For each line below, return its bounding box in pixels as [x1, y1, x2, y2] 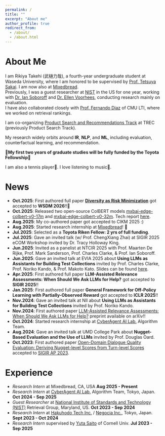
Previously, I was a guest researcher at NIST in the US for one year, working [5, 89, 160, 95]
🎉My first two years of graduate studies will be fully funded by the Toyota [5, 149, 159, 155]
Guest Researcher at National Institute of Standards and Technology [12, 399, 151, 405]
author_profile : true [5, 21, 50, 26]
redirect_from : [5, 26, 37, 31]
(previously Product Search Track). [5, 124, 77, 131]
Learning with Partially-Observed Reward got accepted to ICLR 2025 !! [12, 292, 158, 298]
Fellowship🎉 [5, 154, 31, 160]
